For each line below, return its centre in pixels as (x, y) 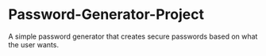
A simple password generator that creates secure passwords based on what (133, 36)
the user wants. (34, 44)
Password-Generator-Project (106, 15)
